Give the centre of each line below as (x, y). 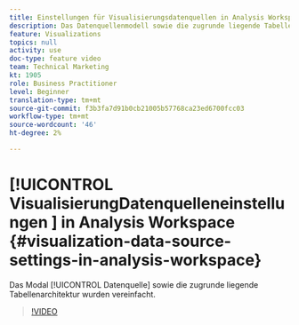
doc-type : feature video (55, 59)
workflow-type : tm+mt (49, 116)
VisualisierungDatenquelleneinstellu (147, 204)
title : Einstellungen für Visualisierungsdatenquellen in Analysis (137, 17)
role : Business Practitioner (63, 83)
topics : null (33, 42)
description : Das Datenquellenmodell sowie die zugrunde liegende (135, 26)
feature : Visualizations (55, 34)
